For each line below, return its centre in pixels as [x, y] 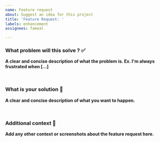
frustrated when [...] [27, 67]
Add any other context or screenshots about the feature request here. [80, 134]
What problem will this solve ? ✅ [45, 51]
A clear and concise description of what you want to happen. [70, 100]
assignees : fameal [24, 29]
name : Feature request [29, 10]
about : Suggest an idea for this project [49, 15]
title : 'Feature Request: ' [35, 19]
